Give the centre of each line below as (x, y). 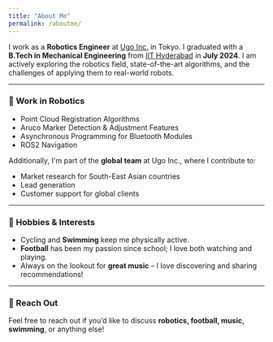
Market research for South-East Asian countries (100, 176)
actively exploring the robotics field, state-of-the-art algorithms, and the (129, 64)
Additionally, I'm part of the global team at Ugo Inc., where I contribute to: (132, 160)
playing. (33, 258)
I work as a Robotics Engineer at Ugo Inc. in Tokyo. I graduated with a (126, 46)
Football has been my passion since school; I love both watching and (136, 249)
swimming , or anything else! (56, 329)
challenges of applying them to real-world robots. (91, 72)
